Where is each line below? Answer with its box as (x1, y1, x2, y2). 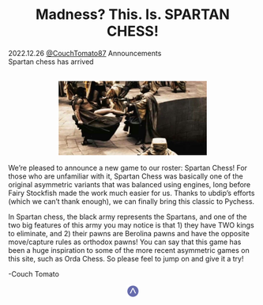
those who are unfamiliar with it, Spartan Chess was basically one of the (8, 171, 243, 181)
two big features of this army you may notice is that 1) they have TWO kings (8, 220, 254, 230)
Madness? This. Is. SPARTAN (35, 6, 231, 24)
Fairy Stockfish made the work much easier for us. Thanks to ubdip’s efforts (8, 188, 255, 198)
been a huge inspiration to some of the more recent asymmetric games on (8, 245, 250, 254)
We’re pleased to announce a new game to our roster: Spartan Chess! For (8, 163, 247, 172)
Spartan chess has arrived (8, 57, 94, 66)
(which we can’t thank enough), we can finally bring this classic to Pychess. (8, 196, 255, 206)
